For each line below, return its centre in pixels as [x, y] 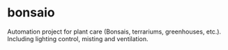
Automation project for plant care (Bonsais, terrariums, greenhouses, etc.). [114, 32]
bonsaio [31, 13]
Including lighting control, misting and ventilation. [78, 38]
